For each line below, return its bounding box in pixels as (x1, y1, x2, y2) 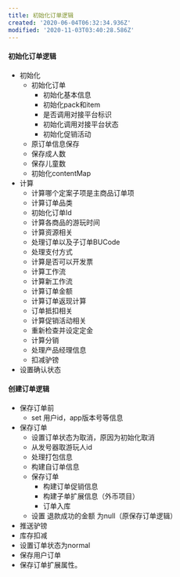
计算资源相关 (31, 227, 73, 236)
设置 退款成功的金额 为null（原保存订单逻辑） (31, 511, 178, 520)
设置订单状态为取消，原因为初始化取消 (31, 433, 155, 442)
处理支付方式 (31, 247, 73, 256)
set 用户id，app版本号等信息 (31, 413, 124, 422)
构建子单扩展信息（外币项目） (42, 491, 139, 501)
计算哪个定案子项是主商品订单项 (31, 188, 135, 197)
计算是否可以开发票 (31, 257, 94, 266)
